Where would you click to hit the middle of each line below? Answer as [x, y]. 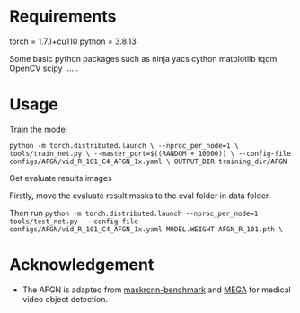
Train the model [38, 129]
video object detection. [65, 299]
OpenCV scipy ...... [44, 68]
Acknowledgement [82, 265]
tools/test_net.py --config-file [74, 222]
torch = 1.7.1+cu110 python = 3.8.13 [73, 41]
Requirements [63, 17]
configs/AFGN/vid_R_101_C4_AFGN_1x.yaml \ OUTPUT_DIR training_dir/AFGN [148, 161]
